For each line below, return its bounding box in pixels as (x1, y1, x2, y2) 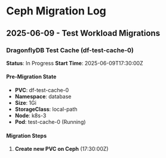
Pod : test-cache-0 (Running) (14, 118, 86, 126)
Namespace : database (14, 93, 72, 100)
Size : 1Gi (14, 99, 37, 107)
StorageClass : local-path (14, 106, 78, 113)
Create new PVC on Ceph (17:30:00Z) (14, 145, 109, 153)
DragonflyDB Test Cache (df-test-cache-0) (6, 46, 134, 54)
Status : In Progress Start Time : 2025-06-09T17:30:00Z (6, 59, 143, 66)
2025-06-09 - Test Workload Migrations (6, 28, 160, 38)
